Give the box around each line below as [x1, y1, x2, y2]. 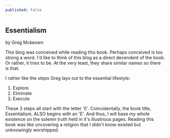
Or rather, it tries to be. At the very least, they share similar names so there [5, 60, 161, 66]
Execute [12, 96, 30, 102]
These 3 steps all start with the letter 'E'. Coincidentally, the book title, [5, 106, 151, 112]
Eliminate [12, 90, 32, 97]
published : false [5, 7, 42, 13]
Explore [12, 85, 29, 91]
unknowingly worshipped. [5, 127, 59, 133]
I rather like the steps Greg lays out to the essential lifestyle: [5, 75, 130, 81]
